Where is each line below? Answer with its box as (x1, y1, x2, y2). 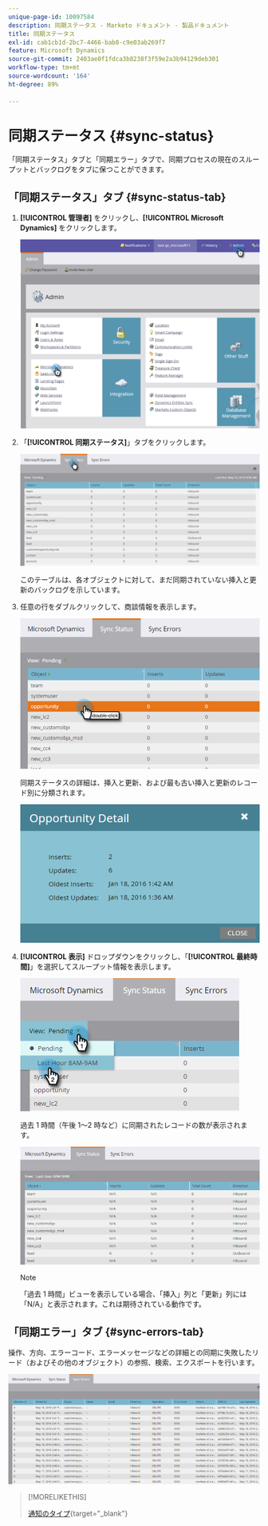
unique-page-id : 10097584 (8, 13, 94, 21)
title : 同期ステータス (8, 30, 76, 38)
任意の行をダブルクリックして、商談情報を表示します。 (19, 602, 201, 612)
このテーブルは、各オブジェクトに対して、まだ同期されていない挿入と (19, 575, 250, 585)
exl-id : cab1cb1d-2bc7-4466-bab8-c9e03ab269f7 (8, 38, 166, 46)
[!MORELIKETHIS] (27, 1492, 87, 1501)
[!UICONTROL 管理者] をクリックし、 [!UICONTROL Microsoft (19, 213, 224, 223)
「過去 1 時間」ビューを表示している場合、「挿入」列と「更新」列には (19, 1289, 247, 1299)
